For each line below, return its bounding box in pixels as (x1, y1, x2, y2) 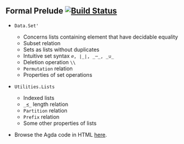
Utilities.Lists (14, 84, 55, 90)
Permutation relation (23, 65, 73, 72)
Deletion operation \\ (23, 58, 76, 65)
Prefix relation (23, 113, 60, 120)
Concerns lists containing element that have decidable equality (23, 33, 179, 40)
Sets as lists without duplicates (23, 46, 100, 53)
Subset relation (23, 39, 61, 46)
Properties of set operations (23, 71, 93, 78)
